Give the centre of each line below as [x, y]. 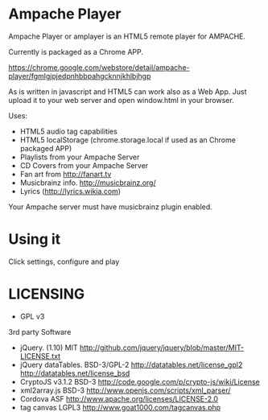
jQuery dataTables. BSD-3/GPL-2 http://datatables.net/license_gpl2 [131, 364]
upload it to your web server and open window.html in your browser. [122, 100]
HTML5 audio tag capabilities [69, 131]
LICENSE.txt [40, 356]
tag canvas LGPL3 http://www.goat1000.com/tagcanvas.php [120, 407]
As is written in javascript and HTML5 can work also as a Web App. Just [128, 91]
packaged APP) [46, 148]
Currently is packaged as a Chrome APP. [76, 51]
